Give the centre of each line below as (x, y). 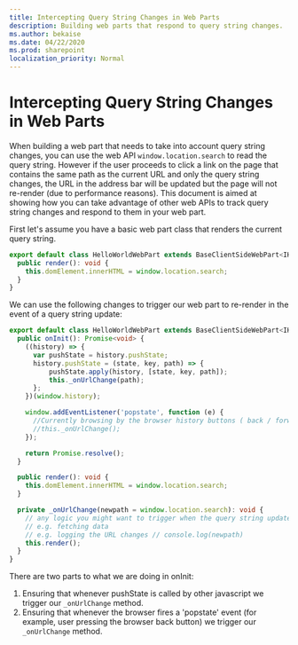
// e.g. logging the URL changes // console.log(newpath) (134, 535)
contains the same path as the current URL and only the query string (134, 174)
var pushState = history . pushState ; (100, 355)
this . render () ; (53, 543)
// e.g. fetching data (67, 526)
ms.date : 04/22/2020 (47, 42)
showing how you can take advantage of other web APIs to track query (139, 202)
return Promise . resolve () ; (75, 453)
